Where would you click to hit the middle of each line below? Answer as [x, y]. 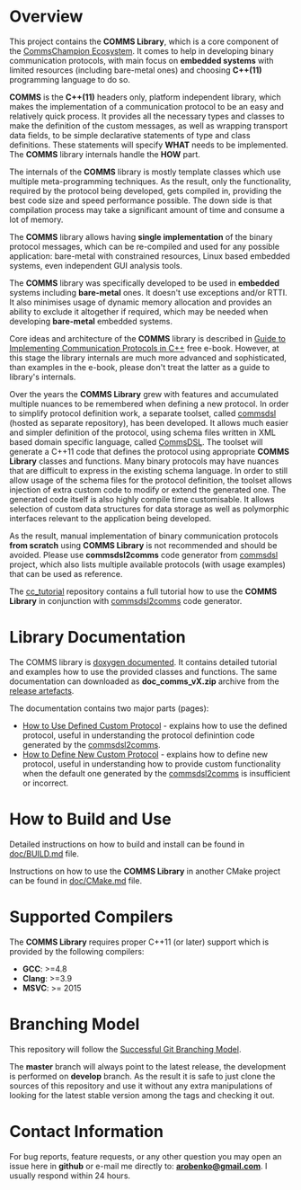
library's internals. [43, 377]
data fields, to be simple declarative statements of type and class [130, 135]
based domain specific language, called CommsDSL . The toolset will [136, 441]
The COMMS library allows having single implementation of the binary [141, 236]
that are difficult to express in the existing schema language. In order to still [149, 470]
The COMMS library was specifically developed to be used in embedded [145, 283]
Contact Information [87, 1131]
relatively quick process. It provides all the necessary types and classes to [147, 116]
